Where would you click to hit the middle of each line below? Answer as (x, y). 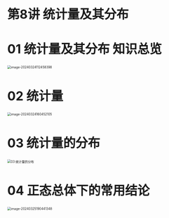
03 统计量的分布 (54, 143)
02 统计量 (35, 96)
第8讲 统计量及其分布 (68, 14)
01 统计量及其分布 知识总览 (85, 49)
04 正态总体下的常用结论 (79, 191)
